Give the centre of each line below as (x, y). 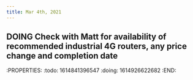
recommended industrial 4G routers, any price (96, 46)
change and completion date (62, 56)
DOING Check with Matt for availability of (86, 37)
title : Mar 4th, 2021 (34, 12)
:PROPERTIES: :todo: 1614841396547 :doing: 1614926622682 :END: (91, 70)
